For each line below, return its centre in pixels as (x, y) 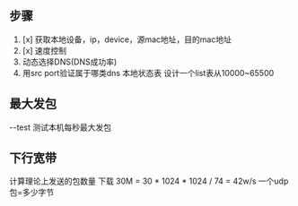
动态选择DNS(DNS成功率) (70, 62)
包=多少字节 (32, 193)
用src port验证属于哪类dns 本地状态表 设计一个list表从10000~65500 (148, 73)
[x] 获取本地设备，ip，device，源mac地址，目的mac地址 (127, 39)
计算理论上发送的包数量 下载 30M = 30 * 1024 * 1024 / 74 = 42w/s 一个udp (149, 181)
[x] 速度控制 (44, 50)
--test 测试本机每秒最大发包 (61, 127)
